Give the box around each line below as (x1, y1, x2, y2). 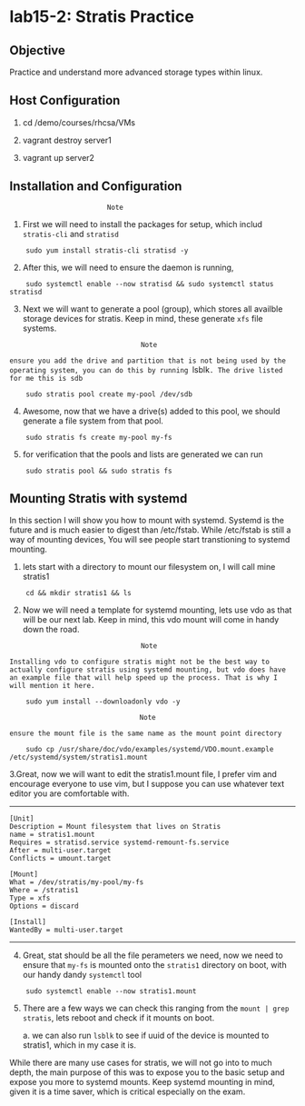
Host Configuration (9, 93, 121, 108)
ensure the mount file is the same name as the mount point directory (9, 729, 282, 738)
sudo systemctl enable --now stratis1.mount (25, 987, 197, 996)
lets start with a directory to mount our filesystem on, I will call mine (22, 562, 276, 573)
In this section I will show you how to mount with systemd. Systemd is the (9, 515, 284, 526)
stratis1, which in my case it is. (22, 1040, 136, 1051)
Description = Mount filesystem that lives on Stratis (9, 822, 221, 832)
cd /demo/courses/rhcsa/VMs (22, 116, 136, 128)
